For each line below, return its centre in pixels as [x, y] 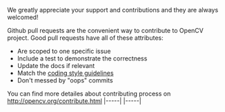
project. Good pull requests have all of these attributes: [85, 38]
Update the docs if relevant [56, 66]
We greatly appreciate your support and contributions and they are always [113, 10]
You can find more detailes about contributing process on [89, 93]
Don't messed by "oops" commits [65, 80]
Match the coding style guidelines [65, 73]
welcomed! [23, 17]
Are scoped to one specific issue [64, 51]
